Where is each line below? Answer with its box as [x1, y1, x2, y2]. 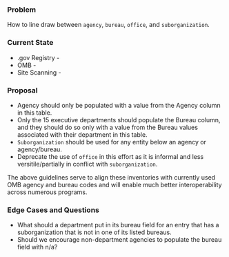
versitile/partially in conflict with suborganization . [17, 160, 158, 168]
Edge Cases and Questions [7, 205, 100, 215]
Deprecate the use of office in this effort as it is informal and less [17, 152, 204, 160]
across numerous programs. [7, 188, 88, 196]
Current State [7, 38, 54, 48]
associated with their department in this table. [17, 130, 148, 139]
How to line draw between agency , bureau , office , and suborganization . [7, 21, 210, 29]
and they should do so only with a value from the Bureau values [17, 123, 199, 131]
